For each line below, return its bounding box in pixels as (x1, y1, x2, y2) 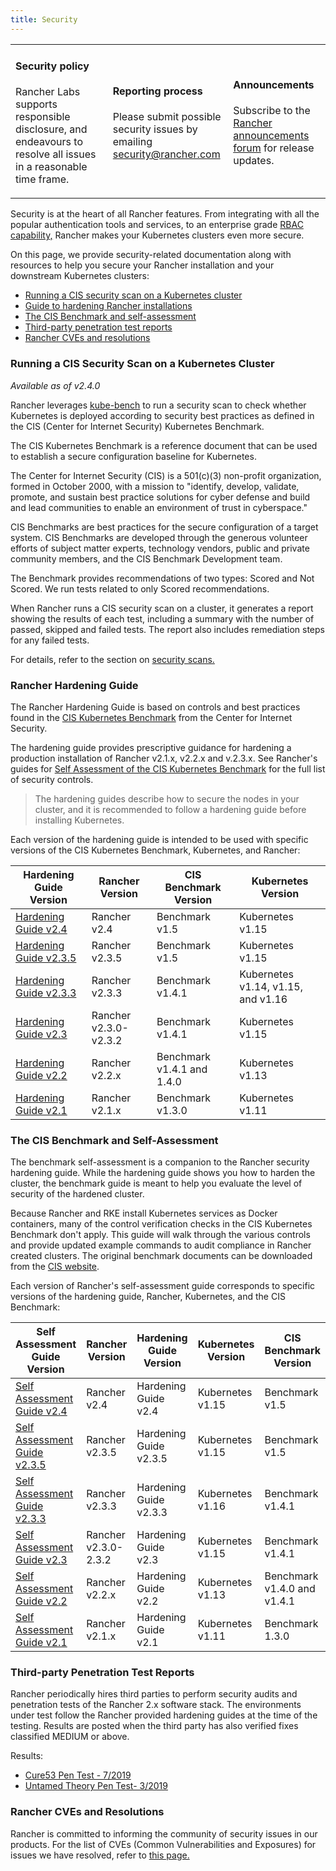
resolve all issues (15, 147, 97, 161)
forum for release (233, 141, 315, 155)
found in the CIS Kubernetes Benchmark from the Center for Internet (10, 711, 293, 723)
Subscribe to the (233, 104, 311, 118)
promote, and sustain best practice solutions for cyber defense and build (10, 491, 311, 503)
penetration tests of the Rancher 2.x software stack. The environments (10, 1699, 302, 1711)
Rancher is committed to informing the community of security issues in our (10, 1827, 318, 1840)
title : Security (10, 14, 78, 25)
